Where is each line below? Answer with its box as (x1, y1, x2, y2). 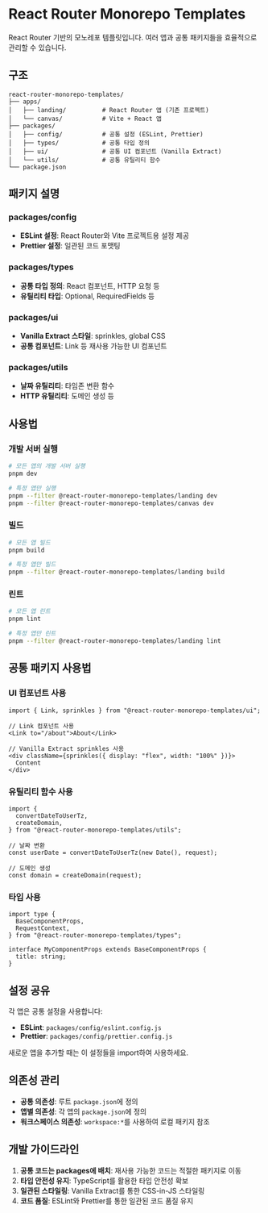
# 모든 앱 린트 (8, 607, 51, 615)
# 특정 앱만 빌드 (8, 561, 56, 569)
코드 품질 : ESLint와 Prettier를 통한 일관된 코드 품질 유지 (19, 1195, 194, 1206)
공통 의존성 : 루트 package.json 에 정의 (19, 1096, 138, 1106)
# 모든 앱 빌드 (8, 538, 51, 547)
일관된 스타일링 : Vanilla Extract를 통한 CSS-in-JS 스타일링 (19, 1186, 205, 1195)
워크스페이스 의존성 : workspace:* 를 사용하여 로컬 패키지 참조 (19, 1116, 211, 1126)
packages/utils (8, 361, 68, 373)
